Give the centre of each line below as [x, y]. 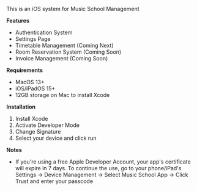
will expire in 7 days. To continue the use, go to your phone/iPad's [98, 168]
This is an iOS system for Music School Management [73, 9]
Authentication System [44, 32]
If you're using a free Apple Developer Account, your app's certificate [103, 162]
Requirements [25, 70]
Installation [21, 107]
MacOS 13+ [30, 82]
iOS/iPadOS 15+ [35, 88]
